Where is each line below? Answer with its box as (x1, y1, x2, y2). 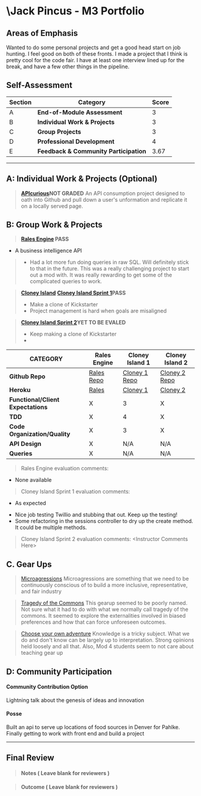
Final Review (6, 753, 54, 763)
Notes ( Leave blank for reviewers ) (20, 770, 109, 777)
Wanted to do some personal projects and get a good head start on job (6, 44, 181, 51)
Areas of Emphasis (6, 28, 78, 38)
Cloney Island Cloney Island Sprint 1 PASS (20, 289, 126, 297)
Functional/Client (9, 396, 60, 404)
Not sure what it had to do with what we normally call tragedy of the (20, 606, 188, 613)
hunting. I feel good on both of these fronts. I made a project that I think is (6, 50, 188, 57)
